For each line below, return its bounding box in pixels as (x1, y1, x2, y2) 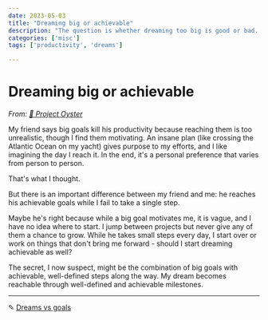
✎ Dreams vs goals (8, 302, 72, 312)
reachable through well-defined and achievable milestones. (8, 280, 203, 290)
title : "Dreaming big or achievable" (8, 19, 134, 27)
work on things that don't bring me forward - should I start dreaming (8, 239, 233, 248)
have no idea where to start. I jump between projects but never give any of (8, 222, 254, 231)
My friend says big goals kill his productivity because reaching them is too (8, 124, 253, 134)
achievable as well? (8, 247, 73, 257)
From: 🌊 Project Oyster (8, 109, 83, 119)
